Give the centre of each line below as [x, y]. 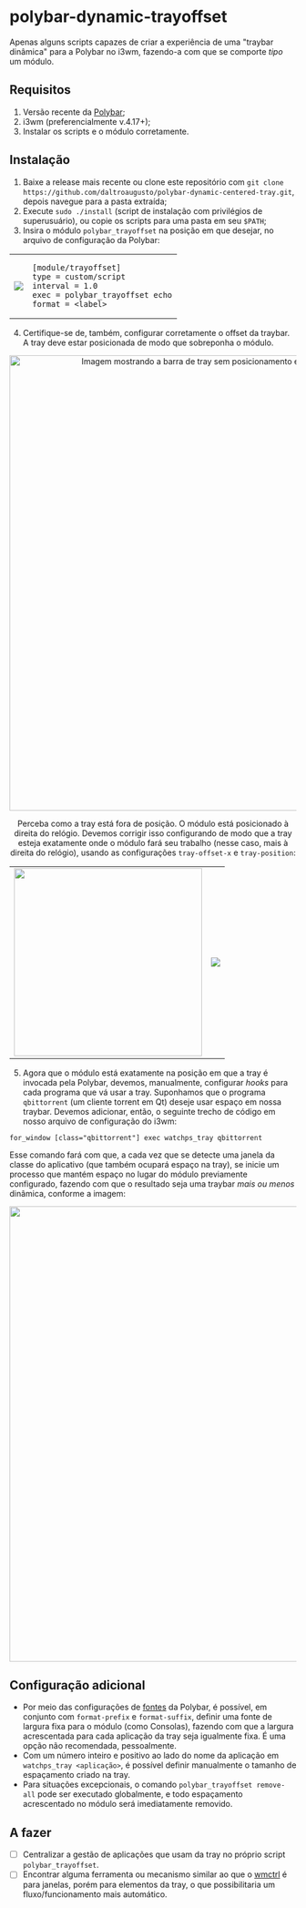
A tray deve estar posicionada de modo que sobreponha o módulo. [148, 342]
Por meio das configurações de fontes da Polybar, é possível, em [145, 1707]
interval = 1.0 [65, 286]
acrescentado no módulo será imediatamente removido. [127, 1804]
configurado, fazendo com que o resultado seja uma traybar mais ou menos [152, 1184]
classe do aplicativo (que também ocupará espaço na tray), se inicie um [144, 1164]
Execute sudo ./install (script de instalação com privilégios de [143, 210]
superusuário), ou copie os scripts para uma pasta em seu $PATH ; [144, 220]
